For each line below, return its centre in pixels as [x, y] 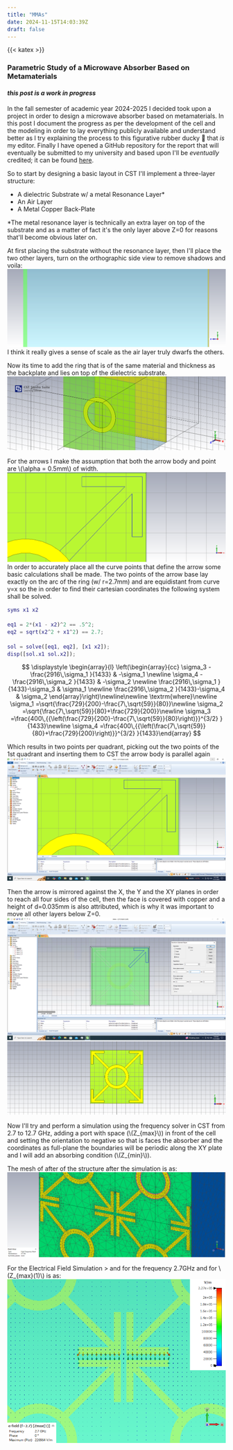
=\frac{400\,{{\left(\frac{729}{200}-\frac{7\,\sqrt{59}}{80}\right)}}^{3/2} [114, 719]
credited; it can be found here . [51, 160]
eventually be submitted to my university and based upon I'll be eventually [113, 152]
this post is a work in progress [52, 93]
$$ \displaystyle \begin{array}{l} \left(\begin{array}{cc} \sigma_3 [114, 667]
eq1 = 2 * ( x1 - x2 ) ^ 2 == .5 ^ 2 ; [51, 625]
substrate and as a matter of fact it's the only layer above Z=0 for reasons [113, 229]
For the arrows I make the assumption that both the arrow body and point [112, 462]
